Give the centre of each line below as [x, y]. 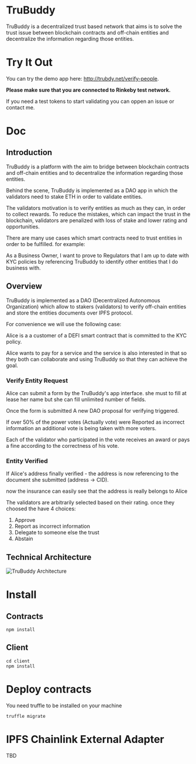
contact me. [20, 107]
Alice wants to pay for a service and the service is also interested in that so [97, 353]
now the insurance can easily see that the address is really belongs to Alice [97, 491]
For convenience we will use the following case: [64, 324]
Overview [24, 286]
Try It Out [29, 63]
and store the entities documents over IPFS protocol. [70, 313]
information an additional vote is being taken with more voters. [81, 428]
